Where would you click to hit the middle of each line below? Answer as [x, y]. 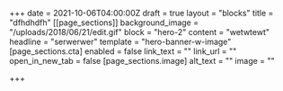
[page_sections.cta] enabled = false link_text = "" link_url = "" [123, 51]
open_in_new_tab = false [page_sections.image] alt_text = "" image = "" [142, 61]
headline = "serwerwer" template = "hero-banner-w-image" [120, 41]
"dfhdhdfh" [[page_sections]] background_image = [104, 23]
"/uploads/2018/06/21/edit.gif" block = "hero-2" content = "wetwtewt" [140, 32]
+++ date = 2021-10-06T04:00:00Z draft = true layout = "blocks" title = [141, 13]
